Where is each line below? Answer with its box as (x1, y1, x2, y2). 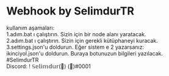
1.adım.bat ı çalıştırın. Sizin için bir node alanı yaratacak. (6, 30, 146, 37)
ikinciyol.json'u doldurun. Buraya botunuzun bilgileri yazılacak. (6, 49, 164, 57)
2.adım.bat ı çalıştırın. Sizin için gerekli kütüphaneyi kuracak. (6, 37, 159, 44)
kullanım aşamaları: (6, 24, 55, 31)
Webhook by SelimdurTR (6, 4, 134, 18)
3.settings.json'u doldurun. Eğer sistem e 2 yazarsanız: (6, 43, 145, 51)
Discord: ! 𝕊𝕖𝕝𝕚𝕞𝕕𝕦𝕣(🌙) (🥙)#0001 (6, 62, 91, 70)
